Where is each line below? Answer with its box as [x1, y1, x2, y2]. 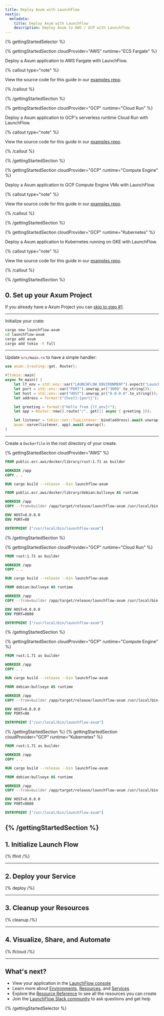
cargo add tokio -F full [5, 341, 56, 346]
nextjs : [5, 12, 21, 17]
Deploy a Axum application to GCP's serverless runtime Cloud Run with [5, 115, 148, 120]
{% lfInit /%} [5, 854, 30, 859]
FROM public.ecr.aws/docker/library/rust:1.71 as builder [5, 459, 125, 464]
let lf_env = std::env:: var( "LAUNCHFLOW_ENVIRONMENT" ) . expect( [14, 382, 145, 387]
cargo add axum [5, 336, 36, 342]
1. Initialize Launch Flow [5, 840, 79, 849]
